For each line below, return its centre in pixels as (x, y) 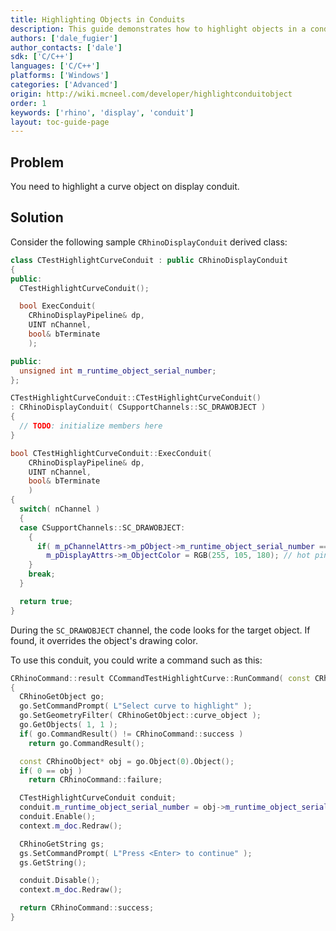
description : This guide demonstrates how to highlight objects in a (158, 29)
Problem (37, 162)
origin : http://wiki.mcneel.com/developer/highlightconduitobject (151, 94)
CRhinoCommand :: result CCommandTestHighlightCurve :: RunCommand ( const (160, 678)
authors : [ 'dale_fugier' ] (64, 38)
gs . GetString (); (53, 862)
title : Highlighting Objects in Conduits (98, 19)
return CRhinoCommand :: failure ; (95, 780)
